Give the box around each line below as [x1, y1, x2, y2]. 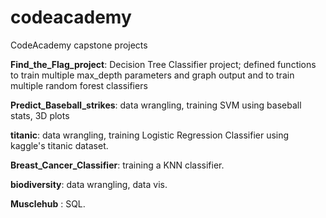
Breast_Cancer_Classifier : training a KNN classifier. [10, 159, 225, 171]
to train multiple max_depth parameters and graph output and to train [10, 69, 295, 81]
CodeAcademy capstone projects [10, 39, 148, 51]
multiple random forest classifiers [10, 79, 148, 91]
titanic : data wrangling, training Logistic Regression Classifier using [10, 129, 290, 141]
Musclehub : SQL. [10, 197, 86, 210]
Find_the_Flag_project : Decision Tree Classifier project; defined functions [10, 58, 317, 70]
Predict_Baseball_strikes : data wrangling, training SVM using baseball [10, 99, 302, 111]
